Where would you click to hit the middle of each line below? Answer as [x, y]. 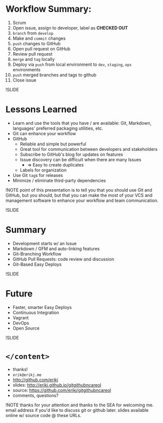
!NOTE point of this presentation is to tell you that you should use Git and [79, 190]
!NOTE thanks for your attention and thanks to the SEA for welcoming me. [80, 405]
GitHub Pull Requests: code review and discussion [63, 259]
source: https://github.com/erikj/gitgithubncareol [62, 390]
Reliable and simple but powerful [53, 144]
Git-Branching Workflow [37, 254]
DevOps [21, 323]
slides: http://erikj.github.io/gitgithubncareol [57, 385]
